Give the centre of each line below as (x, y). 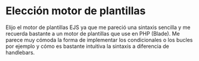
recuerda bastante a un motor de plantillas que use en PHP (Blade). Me (93, 33)
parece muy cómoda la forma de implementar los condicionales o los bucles (99, 40)
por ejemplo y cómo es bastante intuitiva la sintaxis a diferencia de (87, 46)
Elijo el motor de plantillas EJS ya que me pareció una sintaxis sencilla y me (98, 27)
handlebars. (20, 52)
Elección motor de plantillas (76, 11)
